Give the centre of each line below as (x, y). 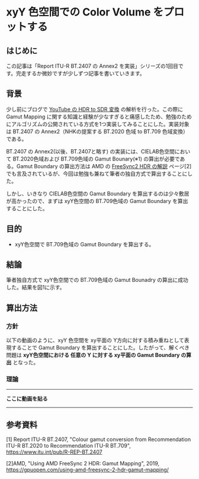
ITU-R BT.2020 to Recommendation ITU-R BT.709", (69, 446)
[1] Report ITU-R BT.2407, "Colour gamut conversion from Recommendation (99, 439)
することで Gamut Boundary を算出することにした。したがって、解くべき (100, 348)
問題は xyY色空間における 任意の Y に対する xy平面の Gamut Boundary (93, 355)
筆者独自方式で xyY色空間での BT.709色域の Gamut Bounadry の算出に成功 (97, 280)
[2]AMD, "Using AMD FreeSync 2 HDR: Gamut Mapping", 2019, (83, 464)
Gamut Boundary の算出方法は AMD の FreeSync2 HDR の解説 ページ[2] (104, 166)
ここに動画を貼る (27, 399)
